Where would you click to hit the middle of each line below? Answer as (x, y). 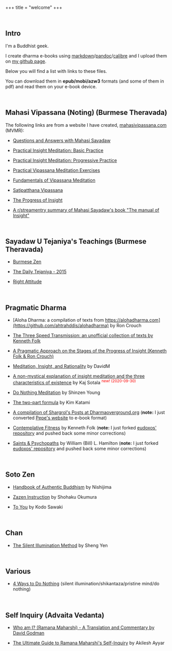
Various (18, 571)
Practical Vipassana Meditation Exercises (56, 170)
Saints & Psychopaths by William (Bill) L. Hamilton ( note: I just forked (85, 443)
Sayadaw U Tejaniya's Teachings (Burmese (76, 241)
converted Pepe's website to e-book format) (60, 418)
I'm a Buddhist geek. (27, 46)
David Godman (28, 633)
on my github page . (26, 61)
